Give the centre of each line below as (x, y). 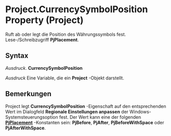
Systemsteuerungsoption (32, 117)
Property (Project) (44, 20)
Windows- (140, 112)
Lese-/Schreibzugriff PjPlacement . (42, 40)
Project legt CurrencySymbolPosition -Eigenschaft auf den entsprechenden (86, 106)
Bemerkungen (29, 94)
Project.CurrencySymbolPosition (77, 9)
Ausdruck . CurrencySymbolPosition (44, 68)
